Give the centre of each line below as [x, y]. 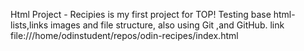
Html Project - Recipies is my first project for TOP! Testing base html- [153, 14]
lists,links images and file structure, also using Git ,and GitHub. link [147, 25]
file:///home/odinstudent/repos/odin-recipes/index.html [124, 35]
